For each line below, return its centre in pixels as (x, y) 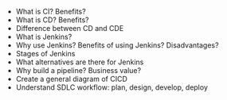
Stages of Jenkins (45, 54)
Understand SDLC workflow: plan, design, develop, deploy (112, 87)
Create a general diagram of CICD (71, 79)
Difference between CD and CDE (70, 28)
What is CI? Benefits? (51, 12)
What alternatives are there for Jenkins (80, 62)
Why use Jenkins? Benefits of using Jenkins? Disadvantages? (117, 45)
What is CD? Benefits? (52, 20)
